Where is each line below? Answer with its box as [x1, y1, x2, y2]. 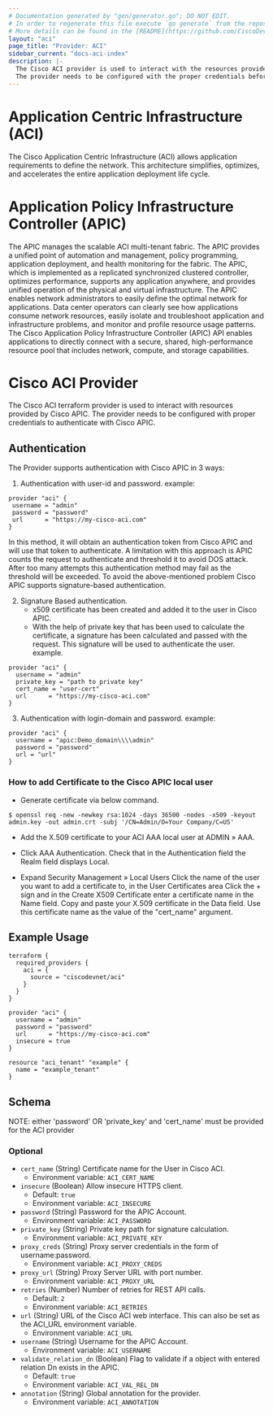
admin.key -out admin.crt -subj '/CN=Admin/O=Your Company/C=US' [8, 818, 234, 826]
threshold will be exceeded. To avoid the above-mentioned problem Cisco [8, 572, 256, 581]
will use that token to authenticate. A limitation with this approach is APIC [8, 546, 253, 555]
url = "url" [15, 751, 57, 759]
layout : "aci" [8, 34, 57, 43]
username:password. [19, 1250, 92, 1260]
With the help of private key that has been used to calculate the [32, 622, 245, 632]
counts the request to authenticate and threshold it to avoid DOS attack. [8, 555, 249, 564]
